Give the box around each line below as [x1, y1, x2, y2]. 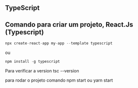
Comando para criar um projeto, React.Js [5, 20, 134, 29]
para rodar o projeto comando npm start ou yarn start [5, 77, 113, 83]
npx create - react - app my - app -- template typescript [5, 41, 113, 46]
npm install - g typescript [5, 59, 60, 64]
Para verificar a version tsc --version [5, 68, 79, 73]
